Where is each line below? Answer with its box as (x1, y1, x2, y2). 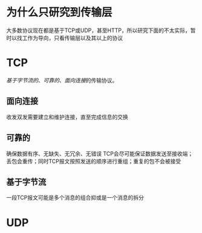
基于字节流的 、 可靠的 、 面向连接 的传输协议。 (6, 76, 118, 84)
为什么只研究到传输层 (6, 5, 113, 19)
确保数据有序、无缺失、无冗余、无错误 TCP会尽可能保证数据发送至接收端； (6, 149, 194, 157)
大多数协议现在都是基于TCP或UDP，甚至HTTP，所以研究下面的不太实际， (6, 27, 191, 34)
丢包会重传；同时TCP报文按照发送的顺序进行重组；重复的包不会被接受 (6, 157, 181, 165)
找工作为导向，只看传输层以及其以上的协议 (16, 34, 123, 41)
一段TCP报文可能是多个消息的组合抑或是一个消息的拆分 (6, 194, 144, 202)
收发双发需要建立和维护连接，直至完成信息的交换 (6, 113, 128, 120)
